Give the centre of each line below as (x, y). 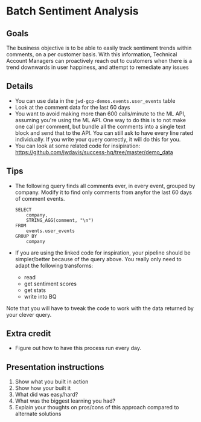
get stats (35, 290)
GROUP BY (26, 236)
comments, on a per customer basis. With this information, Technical (92, 54)
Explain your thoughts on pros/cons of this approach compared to (97, 407)
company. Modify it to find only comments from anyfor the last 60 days (103, 192)
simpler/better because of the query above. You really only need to (98, 259)
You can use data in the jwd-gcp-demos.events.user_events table (95, 100)
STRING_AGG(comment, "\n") (60, 220)
